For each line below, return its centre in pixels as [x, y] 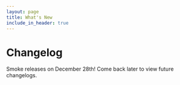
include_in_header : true [37, 23]
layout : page [23, 12]
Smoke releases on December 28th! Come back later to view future [90, 69]
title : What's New [29, 17]
